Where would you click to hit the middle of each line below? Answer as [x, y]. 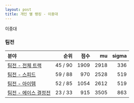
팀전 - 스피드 [22, 74]
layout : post [18, 9]
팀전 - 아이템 [22, 84]
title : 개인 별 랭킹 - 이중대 [32, 14]
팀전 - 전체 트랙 [25, 65]
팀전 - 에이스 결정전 [29, 93]
